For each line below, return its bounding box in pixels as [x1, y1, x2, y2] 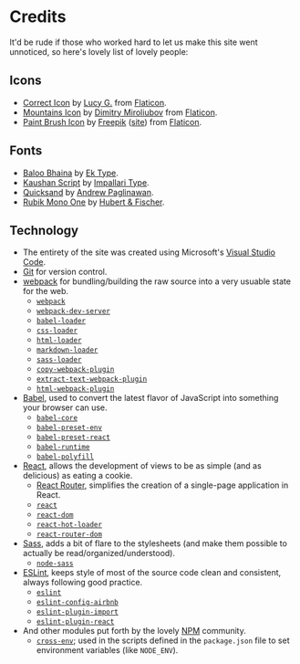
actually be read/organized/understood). [22, 548, 176, 559]
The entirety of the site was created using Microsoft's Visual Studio [22, 247, 276, 258]
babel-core [36, 414, 78, 423]
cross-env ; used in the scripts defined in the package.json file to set [36, 635, 290, 646]
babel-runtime [36, 443, 90, 452]
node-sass [36, 559, 75, 568]
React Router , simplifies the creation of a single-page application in [36, 480, 289, 490]
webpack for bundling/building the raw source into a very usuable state [22, 276, 292, 287]
